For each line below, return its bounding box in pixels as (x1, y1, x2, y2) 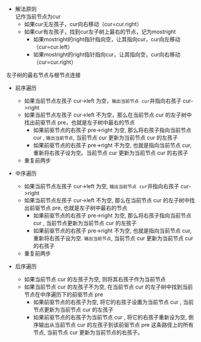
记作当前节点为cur (15, 13, 61, 20)
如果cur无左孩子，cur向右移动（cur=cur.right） (24, 21, 142, 27)
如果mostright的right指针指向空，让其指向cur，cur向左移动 (33, 36, 180, 43)
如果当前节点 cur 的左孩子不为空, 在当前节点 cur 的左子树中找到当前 (24, 283, 193, 290)
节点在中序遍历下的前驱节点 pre (24, 291, 104, 298)
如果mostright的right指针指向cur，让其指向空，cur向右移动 (33, 51, 180, 58)
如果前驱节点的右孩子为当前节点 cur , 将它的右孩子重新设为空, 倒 (33, 313, 194, 321)
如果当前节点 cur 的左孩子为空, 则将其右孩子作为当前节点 (24, 276, 166, 282)
